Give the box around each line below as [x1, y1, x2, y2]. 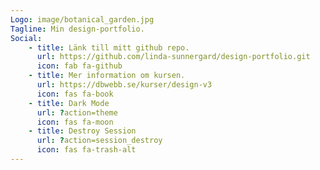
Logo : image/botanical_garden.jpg [10, 14, 155, 25]
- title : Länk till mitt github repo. [28, 42, 190, 53]
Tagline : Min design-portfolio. [10, 24, 145, 34]
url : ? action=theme [36, 107, 118, 118]
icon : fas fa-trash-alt [36, 145, 137, 155]
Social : [10, 33, 43, 43]
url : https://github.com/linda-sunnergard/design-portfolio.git [36, 52, 311, 62]
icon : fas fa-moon [36, 117, 114, 127]
